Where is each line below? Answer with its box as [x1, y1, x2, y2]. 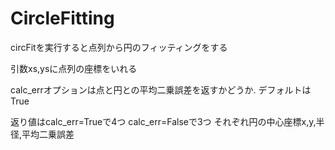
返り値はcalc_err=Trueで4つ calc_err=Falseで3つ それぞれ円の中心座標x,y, [10, 115, 317, 127]
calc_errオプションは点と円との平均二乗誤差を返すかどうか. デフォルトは [10, 83, 312, 96]
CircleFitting [10, 7, 115, 30]
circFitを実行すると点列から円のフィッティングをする [10, 41, 228, 53]
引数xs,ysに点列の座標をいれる [10, 62, 138, 74]
